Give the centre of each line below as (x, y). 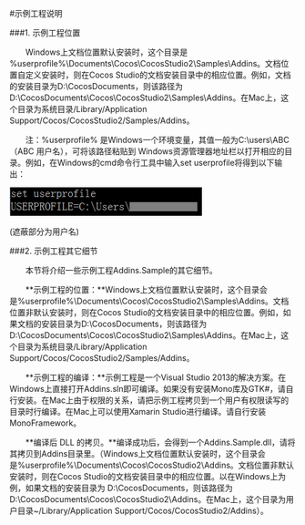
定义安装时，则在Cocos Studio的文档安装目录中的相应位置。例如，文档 (158, 75)
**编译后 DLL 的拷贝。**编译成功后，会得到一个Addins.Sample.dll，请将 (161, 442)
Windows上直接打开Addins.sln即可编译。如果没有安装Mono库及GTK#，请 (148, 389)
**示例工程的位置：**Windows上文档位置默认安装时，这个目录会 (147, 289)
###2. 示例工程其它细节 (54, 251)
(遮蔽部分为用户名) (45, 232)
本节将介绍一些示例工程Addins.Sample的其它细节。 (122, 270)
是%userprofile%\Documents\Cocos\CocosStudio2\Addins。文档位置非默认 (152, 465)
